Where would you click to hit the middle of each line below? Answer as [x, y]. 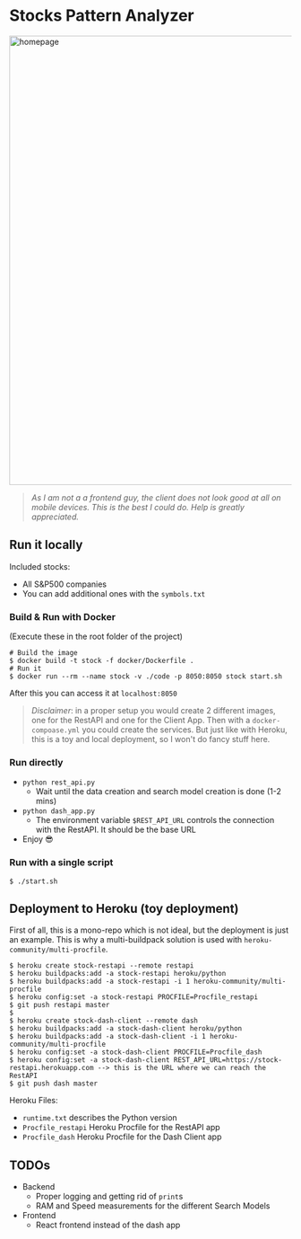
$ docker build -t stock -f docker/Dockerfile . [102, 661]
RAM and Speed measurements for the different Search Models [153, 1206]
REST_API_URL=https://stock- [228, 1060]
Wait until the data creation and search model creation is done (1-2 [159, 792]
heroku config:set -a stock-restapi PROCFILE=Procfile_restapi [138, 997]
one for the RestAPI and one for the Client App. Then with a [141, 721]
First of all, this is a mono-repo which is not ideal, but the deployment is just [149, 930]
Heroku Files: [34, 1101]
